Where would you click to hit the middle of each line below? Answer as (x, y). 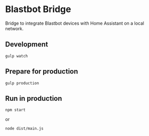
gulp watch (17, 56)
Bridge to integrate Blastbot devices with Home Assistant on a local (75, 23)
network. (15, 28)
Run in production (34, 98)
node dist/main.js (24, 129)
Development (27, 45)
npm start (16, 110)
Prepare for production (42, 72)
